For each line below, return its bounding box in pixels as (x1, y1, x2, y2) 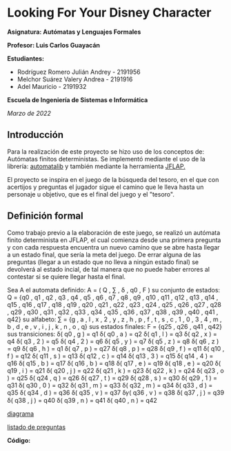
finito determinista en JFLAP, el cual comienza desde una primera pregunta (7, 236, 221, 244)
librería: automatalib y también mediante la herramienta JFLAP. (7, 162, 186, 170)
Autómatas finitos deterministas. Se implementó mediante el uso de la (7, 154, 205, 163)
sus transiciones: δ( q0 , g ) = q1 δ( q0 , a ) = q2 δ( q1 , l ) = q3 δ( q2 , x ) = (7, 330, 217, 338)
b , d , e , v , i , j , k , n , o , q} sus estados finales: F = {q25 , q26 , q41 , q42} (7, 322, 223, 330)
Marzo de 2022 (7, 109, 52, 117)
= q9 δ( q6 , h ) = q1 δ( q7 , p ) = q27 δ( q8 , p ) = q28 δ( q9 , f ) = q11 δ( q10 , (7, 344, 225, 352)
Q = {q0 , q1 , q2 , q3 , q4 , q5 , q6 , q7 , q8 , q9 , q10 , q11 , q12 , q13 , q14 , (7, 293, 219, 301)
